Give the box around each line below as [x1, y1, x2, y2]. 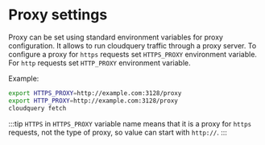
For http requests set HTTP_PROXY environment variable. [8, 58, 191, 68]
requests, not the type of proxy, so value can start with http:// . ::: [8, 127, 228, 137]
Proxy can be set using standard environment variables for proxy [8, 32, 224, 42]
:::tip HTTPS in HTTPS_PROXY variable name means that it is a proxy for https [8, 118, 252, 128]
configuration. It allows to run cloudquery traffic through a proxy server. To [8, 40, 257, 50]
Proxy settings [8, 6, 108, 24]
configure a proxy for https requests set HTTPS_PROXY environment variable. [8, 49, 258, 59]
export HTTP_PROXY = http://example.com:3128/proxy [8, 97, 179, 105]
